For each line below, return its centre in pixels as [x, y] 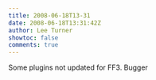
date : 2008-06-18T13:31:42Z [55, 23]
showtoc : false [33, 38]
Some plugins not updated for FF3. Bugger [78, 67]
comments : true [33, 45]
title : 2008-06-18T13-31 [49, 15]
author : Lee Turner [41, 30]
